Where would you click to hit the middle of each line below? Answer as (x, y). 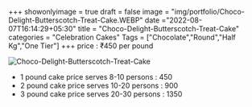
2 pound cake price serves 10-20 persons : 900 (99, 85)
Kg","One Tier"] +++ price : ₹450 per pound (81, 46)
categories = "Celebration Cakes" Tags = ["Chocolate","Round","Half (122, 37)
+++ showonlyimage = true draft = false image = (89, 12)
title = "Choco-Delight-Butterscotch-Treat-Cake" (159, 29)
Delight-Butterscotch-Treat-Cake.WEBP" (76, 20)
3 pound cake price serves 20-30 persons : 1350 (101, 94)
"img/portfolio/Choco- (208, 12)
